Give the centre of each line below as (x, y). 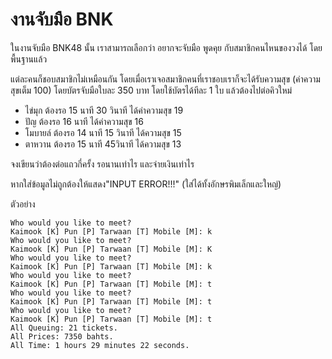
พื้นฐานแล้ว (29, 59)
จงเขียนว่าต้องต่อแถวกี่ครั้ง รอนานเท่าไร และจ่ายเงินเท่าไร (102, 164)
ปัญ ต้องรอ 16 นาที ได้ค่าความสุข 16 (84, 121)
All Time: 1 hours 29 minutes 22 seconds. (100, 345)
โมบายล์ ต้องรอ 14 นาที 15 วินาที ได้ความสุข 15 (103, 132)
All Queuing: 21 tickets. (64, 328)
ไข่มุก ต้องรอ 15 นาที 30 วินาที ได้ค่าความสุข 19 (104, 110)
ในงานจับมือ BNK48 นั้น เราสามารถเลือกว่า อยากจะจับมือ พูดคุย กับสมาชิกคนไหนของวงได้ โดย (166, 47)
